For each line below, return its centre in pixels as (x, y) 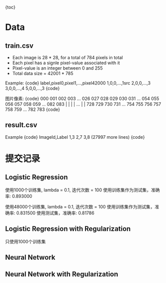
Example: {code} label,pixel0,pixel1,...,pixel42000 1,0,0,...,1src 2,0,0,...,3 (78, 83)
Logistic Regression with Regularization (68, 229)
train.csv (19, 46)
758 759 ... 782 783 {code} (33, 109)
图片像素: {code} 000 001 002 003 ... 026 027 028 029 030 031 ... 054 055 (82, 98)
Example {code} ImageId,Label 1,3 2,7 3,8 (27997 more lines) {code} (75, 137)
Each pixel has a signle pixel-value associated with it (66, 63)
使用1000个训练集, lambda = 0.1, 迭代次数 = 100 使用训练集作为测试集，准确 (83, 190)
